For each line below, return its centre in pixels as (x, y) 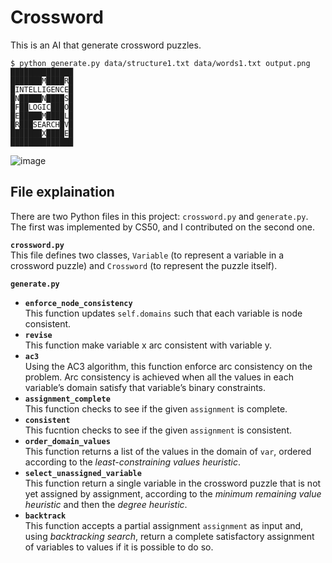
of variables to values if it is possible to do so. (119, 547)
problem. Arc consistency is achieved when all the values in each (159, 377)
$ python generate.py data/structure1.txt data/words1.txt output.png (160, 63)
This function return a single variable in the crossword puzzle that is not (173, 483)
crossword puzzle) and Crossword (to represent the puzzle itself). (144, 265)
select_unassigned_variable (83, 473)
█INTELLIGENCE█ (42, 89)
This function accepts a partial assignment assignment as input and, (164, 525)
